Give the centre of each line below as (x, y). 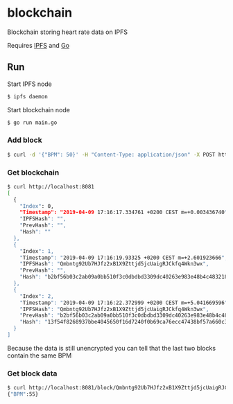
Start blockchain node (39, 109)
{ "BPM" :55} (23, 394)
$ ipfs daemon (28, 96)
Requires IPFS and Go (38, 45)
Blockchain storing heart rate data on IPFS (68, 32)
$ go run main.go (32, 123)
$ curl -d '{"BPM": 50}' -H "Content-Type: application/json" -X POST (111, 155)
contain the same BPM (40, 355)
